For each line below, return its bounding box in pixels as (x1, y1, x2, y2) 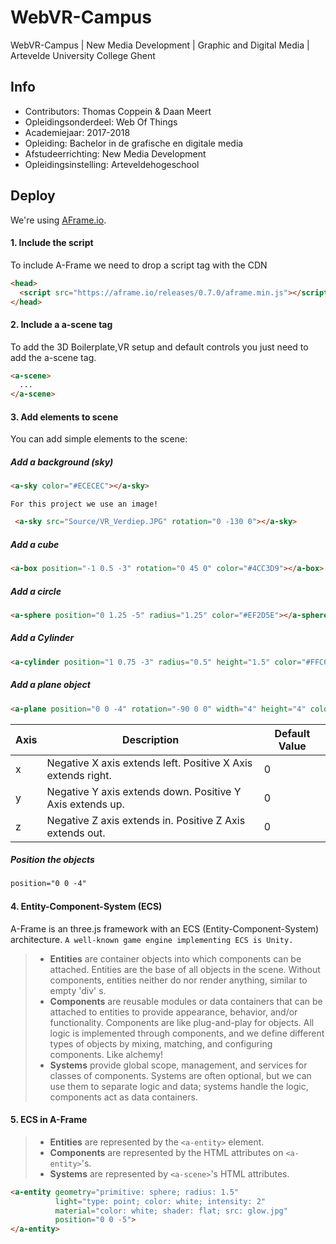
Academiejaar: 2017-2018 (24, 126, 131, 138)
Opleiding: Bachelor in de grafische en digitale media (24, 137, 244, 149)
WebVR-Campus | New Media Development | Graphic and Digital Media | (10, 39, 310, 51)
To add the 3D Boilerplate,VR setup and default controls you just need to (10, 341, 309, 353)
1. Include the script (10, 237, 94, 249)
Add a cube (10, 538, 60, 550)
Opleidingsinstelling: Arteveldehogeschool (24, 158, 200, 170)
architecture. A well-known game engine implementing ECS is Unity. (10, 933, 294, 945)
